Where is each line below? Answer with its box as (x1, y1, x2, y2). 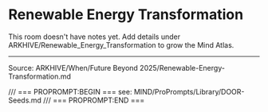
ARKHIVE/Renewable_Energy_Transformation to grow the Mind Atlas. (8, 40, 235, 49)
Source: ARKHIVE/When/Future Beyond (8, 63, 138, 72)
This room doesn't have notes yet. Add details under (8, 32, 181, 41)
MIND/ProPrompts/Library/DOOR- (133, 87, 245, 96)
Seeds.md (8, 95, 42, 105)
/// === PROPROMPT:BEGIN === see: (8, 87, 132, 96)
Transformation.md (8, 71, 72, 81)
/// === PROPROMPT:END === (43, 95, 145, 105)
